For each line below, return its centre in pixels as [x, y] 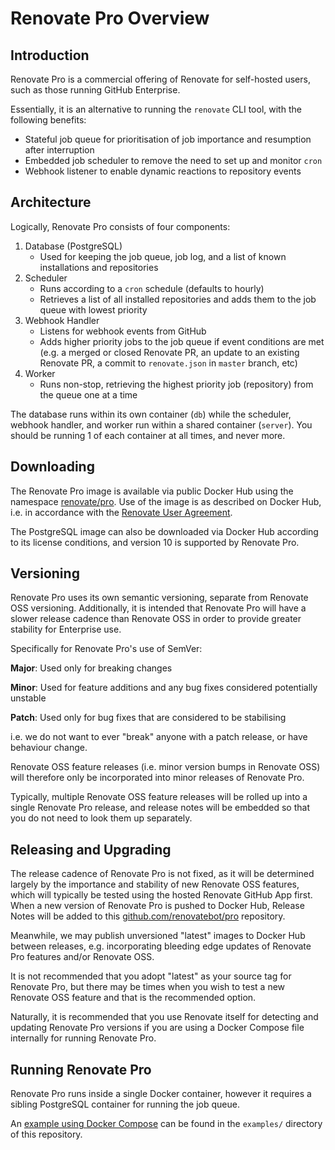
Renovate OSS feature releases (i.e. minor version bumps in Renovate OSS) [165, 767]
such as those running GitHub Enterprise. [95, 90]
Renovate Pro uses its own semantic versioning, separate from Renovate [159, 598]
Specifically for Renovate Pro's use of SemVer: [106, 649]
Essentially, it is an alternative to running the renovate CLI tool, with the [156, 109]
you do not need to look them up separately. [101, 818]
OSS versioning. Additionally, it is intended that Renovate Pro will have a [158, 608]
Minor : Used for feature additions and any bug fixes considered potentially [164, 688]
